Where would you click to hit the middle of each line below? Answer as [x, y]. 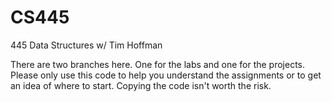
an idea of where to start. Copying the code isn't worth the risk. [141, 85]
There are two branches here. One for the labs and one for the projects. [158, 64]
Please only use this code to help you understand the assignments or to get [166, 75]
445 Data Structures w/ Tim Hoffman [86, 45]
